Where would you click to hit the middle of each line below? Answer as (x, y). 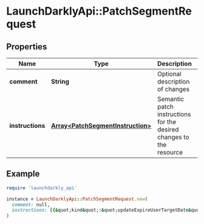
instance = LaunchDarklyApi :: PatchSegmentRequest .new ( (77, 199)
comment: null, (31, 205)
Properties (27, 47)
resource (170, 152)
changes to (173, 137)
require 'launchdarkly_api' (42, 188)
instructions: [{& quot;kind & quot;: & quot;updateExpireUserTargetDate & (101, 210)
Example (23, 174)
